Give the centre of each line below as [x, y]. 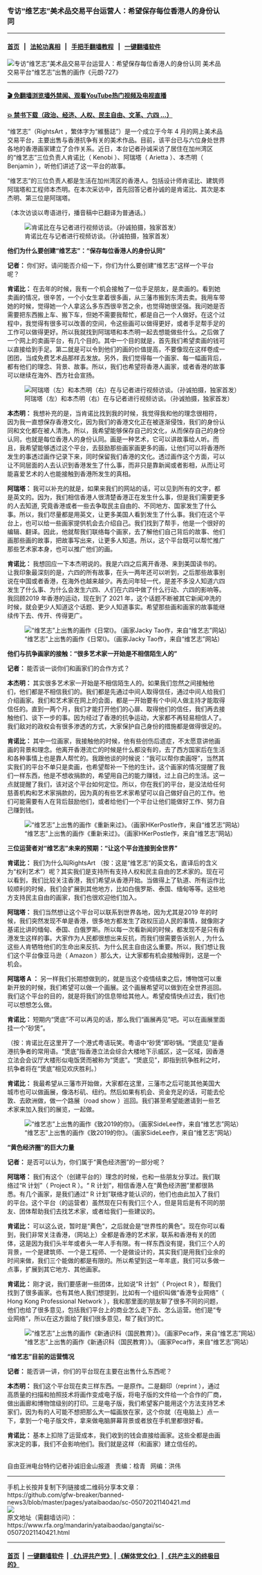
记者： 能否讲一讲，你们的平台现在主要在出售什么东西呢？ [90, 1372]
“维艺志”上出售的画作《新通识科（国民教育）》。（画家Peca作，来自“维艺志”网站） [138, 1342]
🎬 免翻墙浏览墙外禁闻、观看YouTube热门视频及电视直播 [87, 95]
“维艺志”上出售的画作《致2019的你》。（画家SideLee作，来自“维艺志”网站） [130, 1133]
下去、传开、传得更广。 [53, 616]
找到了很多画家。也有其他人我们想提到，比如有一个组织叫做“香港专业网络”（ [116, 1293]
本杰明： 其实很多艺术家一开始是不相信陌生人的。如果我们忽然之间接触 [108, 683]
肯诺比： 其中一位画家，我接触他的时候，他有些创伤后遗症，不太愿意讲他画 [114, 741]
